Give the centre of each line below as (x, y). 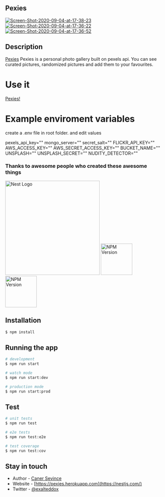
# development (20, 359)
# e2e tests (18, 432)
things (13, 172)
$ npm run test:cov (26, 451)
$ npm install (20, 332)
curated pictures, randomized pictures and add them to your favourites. (79, 64)
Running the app (31, 347)
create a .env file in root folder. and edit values (53, 133)
